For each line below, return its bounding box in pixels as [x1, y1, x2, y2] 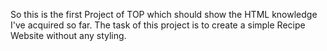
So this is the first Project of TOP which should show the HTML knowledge [10, 9, 318, 20]
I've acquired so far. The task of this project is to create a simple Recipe [10, 19, 306, 31]
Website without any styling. [10, 30, 127, 41]
